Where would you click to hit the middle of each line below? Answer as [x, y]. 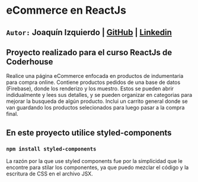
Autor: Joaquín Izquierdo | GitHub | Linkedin [89, 32]
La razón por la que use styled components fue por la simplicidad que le [94, 161]
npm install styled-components [51, 149]
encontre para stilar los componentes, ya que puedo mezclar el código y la [98, 168]
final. [12, 114]
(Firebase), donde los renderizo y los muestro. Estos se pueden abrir [90, 89]
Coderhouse [30, 62]
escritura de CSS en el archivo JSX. [49, 174]
